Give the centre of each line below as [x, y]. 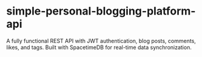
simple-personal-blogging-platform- [101, 11]
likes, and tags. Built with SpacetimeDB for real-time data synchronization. [99, 47]
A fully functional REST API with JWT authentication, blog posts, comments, [101, 41]
